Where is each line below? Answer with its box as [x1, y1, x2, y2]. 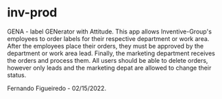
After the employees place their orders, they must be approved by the [7, 42, 204, 50]
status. [7, 70, 27, 79]
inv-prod [7, 5, 58, 20]
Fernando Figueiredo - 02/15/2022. [7, 84, 107, 92]
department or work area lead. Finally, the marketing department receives [7, 49, 216, 57]
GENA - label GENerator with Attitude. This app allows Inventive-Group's [7, 27, 212, 36]
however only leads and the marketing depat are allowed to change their [7, 63, 212, 72]
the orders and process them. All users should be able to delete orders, [7, 56, 208, 64]
